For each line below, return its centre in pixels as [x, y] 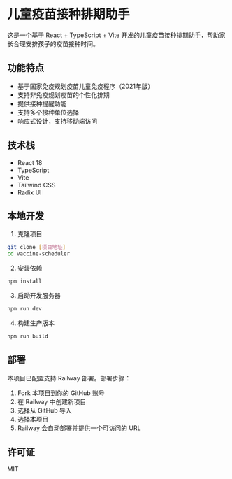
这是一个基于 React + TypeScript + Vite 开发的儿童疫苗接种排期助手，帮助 [114, 35]
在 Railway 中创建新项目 [52, 401]
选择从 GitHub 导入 [44, 410]
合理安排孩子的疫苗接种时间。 [56, 43]
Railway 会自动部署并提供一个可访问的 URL [79, 428]
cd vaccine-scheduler [39, 254]
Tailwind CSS [36, 185]
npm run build [28, 336]
